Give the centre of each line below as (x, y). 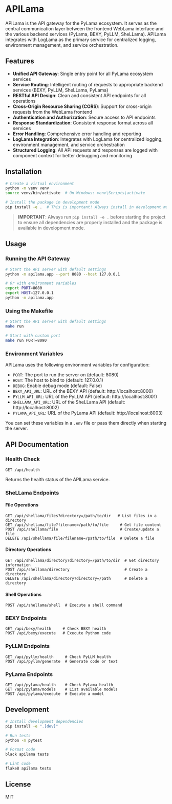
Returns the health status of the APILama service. (58, 479)
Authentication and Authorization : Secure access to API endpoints (84, 117)
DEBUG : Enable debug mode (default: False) (57, 386)
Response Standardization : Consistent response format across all (83, 123)
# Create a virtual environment (40, 184)
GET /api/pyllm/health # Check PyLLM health (58, 657)
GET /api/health (23, 470)
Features (20, 61)
